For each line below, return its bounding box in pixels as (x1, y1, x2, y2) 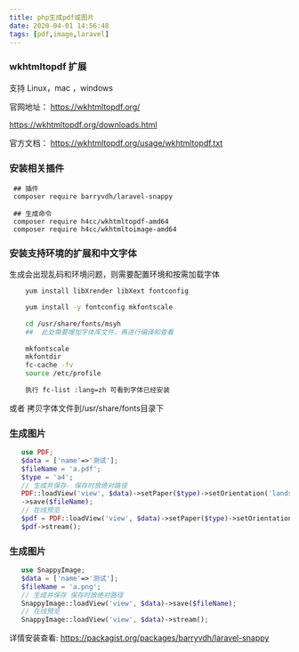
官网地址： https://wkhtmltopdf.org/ (9, 101, 141, 112)
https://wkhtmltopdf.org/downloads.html (9, 119, 158, 130)
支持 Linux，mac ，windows (9, 82, 114, 93)
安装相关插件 (9, 162, 65, 174)
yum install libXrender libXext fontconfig (25, 286, 190, 296)
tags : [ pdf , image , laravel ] (9, 29, 109, 38)
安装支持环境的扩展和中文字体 (9, 246, 138, 259)
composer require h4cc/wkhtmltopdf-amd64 (12, 217, 169, 226)
